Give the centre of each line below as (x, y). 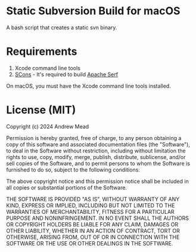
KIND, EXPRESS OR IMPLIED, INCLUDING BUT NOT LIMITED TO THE (91, 205)
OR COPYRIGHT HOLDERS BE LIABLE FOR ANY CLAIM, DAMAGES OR (92, 224)
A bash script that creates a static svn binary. (62, 27)
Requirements (42, 52)
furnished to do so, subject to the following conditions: (73, 169)
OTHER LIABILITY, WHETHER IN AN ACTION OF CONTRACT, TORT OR (93, 231)
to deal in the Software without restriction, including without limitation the (96, 151)
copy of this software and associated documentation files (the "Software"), (98, 144)
